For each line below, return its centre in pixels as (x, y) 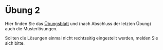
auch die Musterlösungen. (31, 28)
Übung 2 (23, 10)
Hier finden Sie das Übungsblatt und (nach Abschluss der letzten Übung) (78, 24)
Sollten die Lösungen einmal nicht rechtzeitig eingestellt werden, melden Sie (81, 38)
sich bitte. (15, 43)
